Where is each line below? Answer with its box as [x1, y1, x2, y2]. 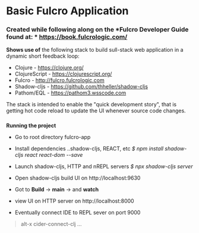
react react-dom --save [24, 152, 83, 159]
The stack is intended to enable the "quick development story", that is [6, 101, 177, 108]
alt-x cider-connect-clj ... [20, 221, 82, 228]
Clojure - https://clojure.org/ [14, 64, 84, 71]
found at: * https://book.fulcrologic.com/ [6, 33, 128, 41]
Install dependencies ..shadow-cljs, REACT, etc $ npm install [14, 145, 164, 152]
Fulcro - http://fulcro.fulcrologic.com [14, 77, 105, 84]
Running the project [6, 122, 56, 129]
